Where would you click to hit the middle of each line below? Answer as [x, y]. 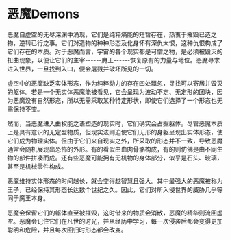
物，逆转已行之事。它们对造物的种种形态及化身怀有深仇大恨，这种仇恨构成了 [115, 43]
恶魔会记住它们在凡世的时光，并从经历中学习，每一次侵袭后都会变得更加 [121, 221]
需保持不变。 [25, 109]
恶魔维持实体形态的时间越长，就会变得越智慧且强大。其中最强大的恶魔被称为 [115, 181]
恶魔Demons [43, 14]
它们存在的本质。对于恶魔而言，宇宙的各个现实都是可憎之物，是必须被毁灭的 [115, 51]
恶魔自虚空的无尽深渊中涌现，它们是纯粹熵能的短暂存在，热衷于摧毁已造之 [112, 34]
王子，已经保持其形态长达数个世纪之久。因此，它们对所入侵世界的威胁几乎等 [115, 189]
